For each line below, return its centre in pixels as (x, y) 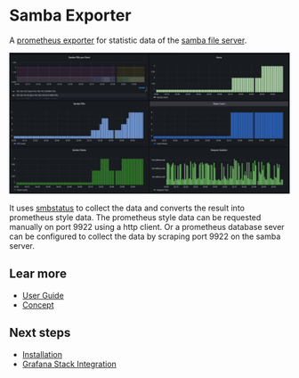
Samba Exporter (70, 16)
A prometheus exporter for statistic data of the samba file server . (128, 40)
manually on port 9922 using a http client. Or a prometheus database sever (147, 226)
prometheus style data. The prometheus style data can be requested (135, 217)
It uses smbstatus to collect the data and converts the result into (127, 208)
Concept (38, 305)
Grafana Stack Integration (69, 364)
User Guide (43, 295)
